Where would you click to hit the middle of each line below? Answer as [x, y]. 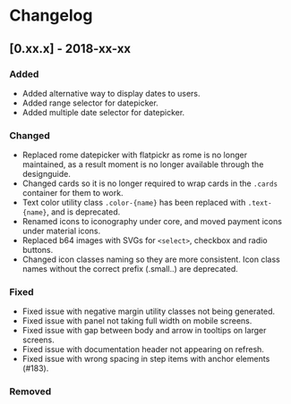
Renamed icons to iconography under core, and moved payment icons [152, 222]
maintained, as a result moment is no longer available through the [143, 164]
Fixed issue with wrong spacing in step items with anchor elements [146, 359]
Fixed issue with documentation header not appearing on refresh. [143, 349]
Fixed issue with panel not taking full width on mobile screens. [137, 321]
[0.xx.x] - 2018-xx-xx [70, 49]
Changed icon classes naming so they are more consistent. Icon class [151, 259]
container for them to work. [73, 193]
